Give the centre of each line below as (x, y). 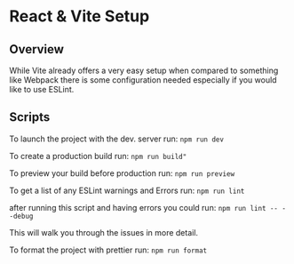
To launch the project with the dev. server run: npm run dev (117, 139)
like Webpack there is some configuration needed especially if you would (143, 80)
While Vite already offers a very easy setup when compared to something (144, 70)
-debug (21, 216)
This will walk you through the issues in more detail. (103, 232)
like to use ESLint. (42, 89)
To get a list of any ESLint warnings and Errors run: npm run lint (127, 190)
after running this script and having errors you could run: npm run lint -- (143, 207)
